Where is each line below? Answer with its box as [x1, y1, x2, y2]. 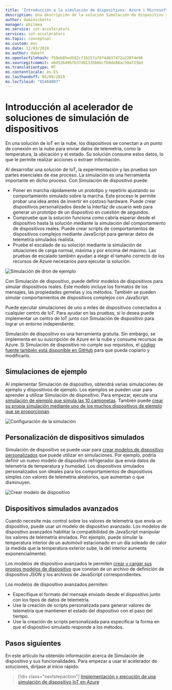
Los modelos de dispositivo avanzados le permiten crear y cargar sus [5, 561, 152, 567]
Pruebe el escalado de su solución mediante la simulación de [12, 242, 142, 248]
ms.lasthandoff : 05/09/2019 [5, 74, 66, 80]
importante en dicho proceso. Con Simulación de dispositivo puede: [5, 177, 148, 183]
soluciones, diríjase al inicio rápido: [5, 663, 79, 669]
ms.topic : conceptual [5, 36, 52, 42]
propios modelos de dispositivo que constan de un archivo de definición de [5, 566, 164, 572]
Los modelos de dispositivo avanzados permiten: [5, 581, 109, 588]
